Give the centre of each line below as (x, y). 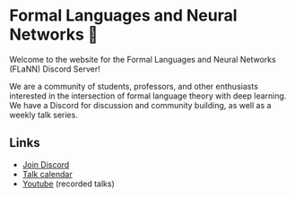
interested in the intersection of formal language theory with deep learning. (148, 96)
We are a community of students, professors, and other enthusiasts (134, 86)
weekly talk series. (43, 115)
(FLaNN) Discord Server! (55, 69)
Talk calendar (48, 174)
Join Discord (46, 164)
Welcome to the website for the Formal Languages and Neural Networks (143, 59)
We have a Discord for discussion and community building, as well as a (140, 105)
